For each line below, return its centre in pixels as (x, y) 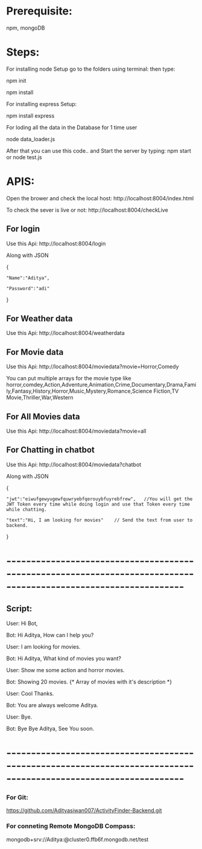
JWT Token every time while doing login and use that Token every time (98, 504)
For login (23, 229)
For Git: (17, 797)
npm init (16, 80)
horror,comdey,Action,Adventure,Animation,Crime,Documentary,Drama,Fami (101, 385)
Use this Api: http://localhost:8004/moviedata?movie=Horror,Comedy (93, 367)
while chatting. (27, 509)
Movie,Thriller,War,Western (40, 398)
